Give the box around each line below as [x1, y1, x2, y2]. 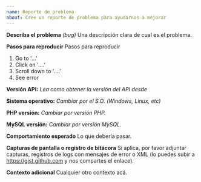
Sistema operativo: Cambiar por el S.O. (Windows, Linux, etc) [6, 97, 161, 105]
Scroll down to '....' [15, 67, 62, 74]
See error [15, 74, 39, 81]
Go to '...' [15, 54, 38, 62]
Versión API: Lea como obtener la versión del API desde [6, 85, 147, 93]
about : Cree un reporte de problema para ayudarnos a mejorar [6, 15, 166, 21]
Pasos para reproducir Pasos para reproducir [6, 43, 120, 50]
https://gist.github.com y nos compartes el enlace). [6, 157, 134, 164]
